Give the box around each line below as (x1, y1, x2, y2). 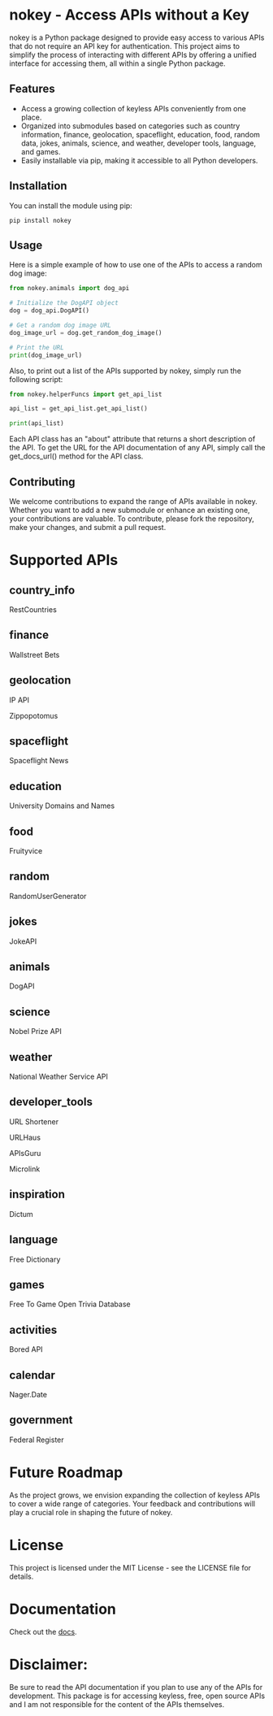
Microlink (9, 1164, 41, 1174)
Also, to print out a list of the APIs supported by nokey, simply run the (9, 366, 242, 376)
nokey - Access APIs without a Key (9, 6, 250, 24)
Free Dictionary (9, 1254, 61, 1264)
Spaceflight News (9, 756, 69, 766)
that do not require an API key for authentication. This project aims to (9, 41, 240, 50)
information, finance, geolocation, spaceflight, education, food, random (20, 129, 261, 139)
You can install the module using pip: (9, 201, 132, 211)
